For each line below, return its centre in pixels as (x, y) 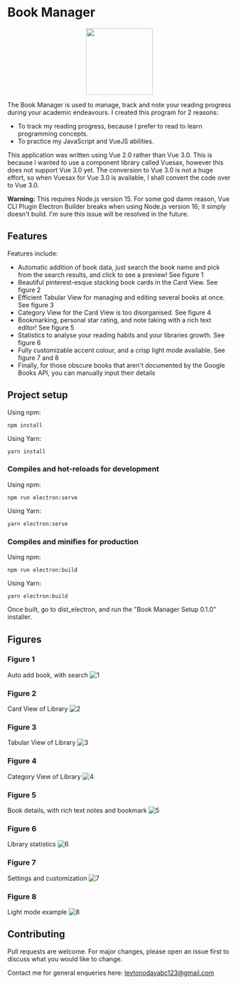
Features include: (33, 253)
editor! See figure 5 (46, 327)
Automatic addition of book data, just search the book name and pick (119, 267)
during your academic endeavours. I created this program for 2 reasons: (113, 112)
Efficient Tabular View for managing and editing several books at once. (121, 297)
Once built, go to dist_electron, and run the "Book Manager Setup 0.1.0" (112, 609)
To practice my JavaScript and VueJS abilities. (86, 141)
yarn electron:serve (38, 524)
